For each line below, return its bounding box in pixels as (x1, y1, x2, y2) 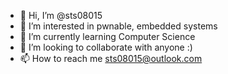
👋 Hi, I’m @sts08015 (19, 10, 103, 21)
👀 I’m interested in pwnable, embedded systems (19, 20, 218, 32)
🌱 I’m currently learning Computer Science (19, 31, 196, 42)
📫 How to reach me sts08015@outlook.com (19, 53, 203, 64)
